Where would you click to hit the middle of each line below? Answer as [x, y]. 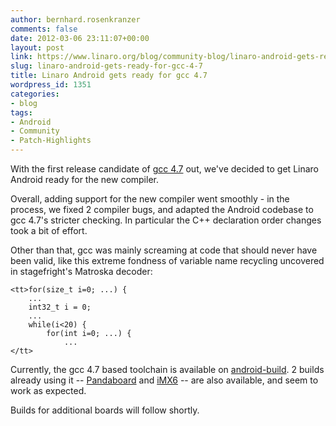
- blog [24, 103]
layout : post [37, 47]
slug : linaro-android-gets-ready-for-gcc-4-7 [106, 66]
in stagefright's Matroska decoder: [81, 271]
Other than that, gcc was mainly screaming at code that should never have [164, 250]
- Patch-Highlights [51, 141]
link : [21, 57]
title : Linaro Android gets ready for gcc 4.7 [109, 76]
